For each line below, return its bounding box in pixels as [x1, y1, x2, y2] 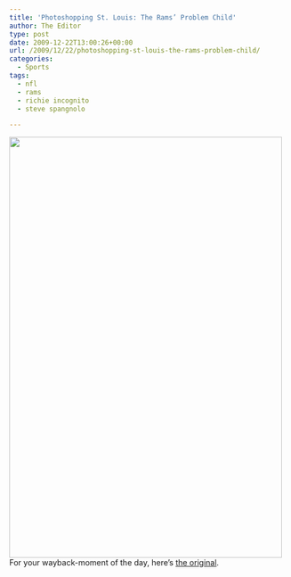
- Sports [17, 63, 50, 72]
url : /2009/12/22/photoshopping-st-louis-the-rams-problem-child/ [9, 46, 261, 55]
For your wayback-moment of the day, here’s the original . [9, 557, 220, 568]
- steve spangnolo [17, 104, 86, 113]
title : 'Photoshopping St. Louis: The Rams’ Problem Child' [9, 12, 238, 22]
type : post [9, 29, 50, 38]
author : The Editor [9, 21, 82, 30]
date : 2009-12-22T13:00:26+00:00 [9, 37, 133, 47]
